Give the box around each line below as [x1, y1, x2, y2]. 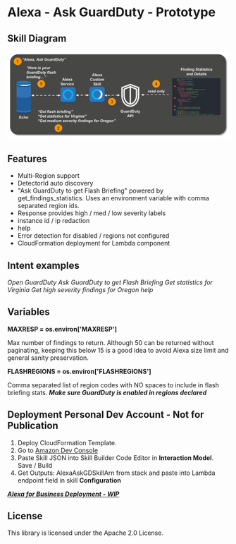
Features [7, 152, 47, 164]
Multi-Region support [17, 171, 80, 180]
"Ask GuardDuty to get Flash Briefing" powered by [17, 186, 164, 195]
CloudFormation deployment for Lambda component [17, 239, 170, 248]
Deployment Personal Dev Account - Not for [7, 409, 204, 421]
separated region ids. [17, 202, 80, 210]
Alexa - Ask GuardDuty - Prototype [7, 4, 216, 20]
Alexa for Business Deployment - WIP [7, 490, 120, 498]
